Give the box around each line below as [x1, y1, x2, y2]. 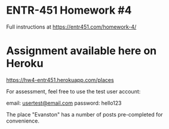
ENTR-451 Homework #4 [6, 4, 132, 17]
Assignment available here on [6, 44, 157, 58]
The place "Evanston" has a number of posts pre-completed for [6, 111, 163, 118]
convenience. [6, 117, 40, 124]
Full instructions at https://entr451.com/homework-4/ [6, 23, 137, 30]
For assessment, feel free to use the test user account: [6, 87, 141, 95]
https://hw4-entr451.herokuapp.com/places [6, 76, 115, 83]
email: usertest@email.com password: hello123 [6, 99, 122, 106]
